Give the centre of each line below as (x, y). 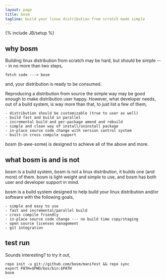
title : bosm (17, 14)
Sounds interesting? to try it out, (38, 255)
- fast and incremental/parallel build (46, 211)
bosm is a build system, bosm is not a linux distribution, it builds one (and (80, 172)
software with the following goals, (40, 197)
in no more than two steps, (35, 66)
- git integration (24, 228)
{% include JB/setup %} (30, 33)
